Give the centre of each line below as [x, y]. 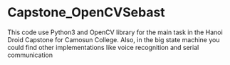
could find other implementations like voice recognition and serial [103, 47]
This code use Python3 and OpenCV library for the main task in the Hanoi [115, 32]
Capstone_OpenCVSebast [86, 12]
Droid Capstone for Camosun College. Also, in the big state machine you [114, 39]
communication [30, 55]
